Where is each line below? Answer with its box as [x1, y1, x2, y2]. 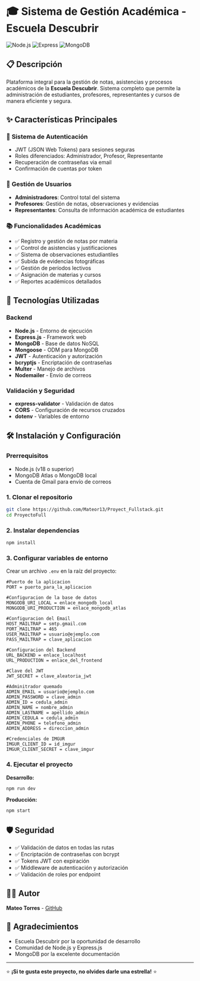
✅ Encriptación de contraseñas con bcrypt [14, 851, 120, 858]
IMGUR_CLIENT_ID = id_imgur [6, 741, 76, 747]
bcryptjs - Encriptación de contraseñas [14, 359, 112, 366]
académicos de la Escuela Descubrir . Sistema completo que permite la [6, 84, 181, 91]
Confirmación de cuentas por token [14, 165, 102, 172]
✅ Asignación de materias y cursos [14, 271, 101, 279]
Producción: [6, 796, 37, 803]
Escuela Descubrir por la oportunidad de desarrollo [14, 937, 141, 945]
